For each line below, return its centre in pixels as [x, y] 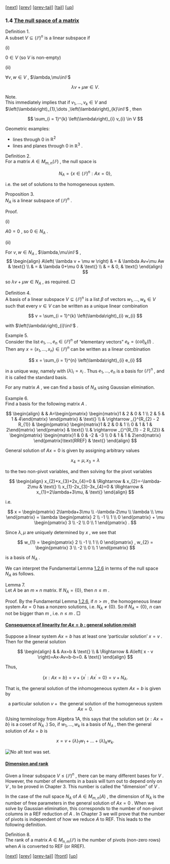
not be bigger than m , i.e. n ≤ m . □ [43, 613]
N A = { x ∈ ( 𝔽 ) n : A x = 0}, [85, 173]
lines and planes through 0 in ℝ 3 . [47, 145]
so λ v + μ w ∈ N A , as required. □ [40, 283]
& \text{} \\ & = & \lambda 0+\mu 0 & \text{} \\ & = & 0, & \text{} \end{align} [85, 267]
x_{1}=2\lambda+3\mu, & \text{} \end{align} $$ [85, 492]
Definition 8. [18, 834]
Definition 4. [18, 293]
